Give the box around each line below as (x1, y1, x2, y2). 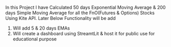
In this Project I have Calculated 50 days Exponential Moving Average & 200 (5, 5, 166, 10)
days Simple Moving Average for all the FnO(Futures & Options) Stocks (5, 10, 155, 16)
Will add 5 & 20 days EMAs (12, 25, 70, 31)
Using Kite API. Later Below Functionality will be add (5, 15, 116, 21)
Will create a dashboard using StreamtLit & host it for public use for (12, 31, 155, 36)
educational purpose (12, 36, 57, 42)
